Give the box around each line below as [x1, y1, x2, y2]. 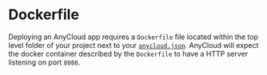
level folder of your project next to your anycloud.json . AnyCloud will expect [8, 40, 259, 49]
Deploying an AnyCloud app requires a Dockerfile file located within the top [8, 32, 258, 41]
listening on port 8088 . [8, 57, 81, 67]
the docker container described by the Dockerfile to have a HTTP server [8, 49, 249, 58]
